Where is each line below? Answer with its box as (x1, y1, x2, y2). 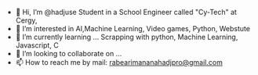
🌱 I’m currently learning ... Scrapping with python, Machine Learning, (15, 32, 238, 41)
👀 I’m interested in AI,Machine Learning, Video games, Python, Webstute (15, 24, 251, 33)
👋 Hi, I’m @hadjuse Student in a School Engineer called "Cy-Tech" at (15, 8, 238, 16)
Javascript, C (15, 41, 59, 50)
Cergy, (15, 16, 38, 25)
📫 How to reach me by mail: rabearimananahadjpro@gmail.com (15, 58, 223, 66)
